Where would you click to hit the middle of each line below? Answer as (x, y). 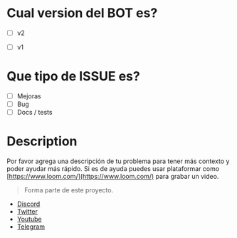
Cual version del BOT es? (82, 13)
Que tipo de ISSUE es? (73, 77)
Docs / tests (35, 113)
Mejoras (29, 96)
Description (42, 141)
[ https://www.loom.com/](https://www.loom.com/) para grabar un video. (113, 177)
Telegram (31, 227)
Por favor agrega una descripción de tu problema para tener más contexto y (118, 161)
